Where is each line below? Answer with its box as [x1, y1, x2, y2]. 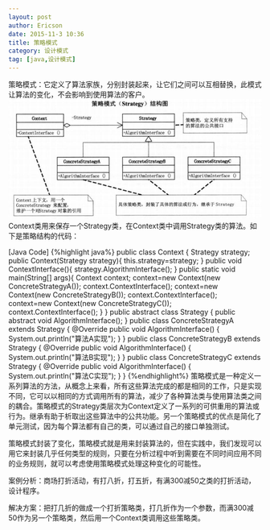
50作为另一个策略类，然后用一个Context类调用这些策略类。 [8, 512, 205, 523]
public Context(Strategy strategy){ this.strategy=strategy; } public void [8, 255, 243, 265]
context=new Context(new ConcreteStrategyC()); [8, 298, 172, 308]
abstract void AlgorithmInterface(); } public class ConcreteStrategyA [8, 315, 235, 325]
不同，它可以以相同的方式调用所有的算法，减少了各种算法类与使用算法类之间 [8, 391, 262, 400]
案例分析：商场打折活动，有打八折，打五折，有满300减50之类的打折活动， [8, 475, 256, 485]
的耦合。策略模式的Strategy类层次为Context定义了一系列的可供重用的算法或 [8, 401, 260, 411]
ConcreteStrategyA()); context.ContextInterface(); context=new [8, 281, 219, 291]
